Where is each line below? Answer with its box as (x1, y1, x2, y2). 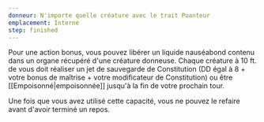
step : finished (8, 26, 58, 34)
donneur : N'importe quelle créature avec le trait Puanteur (8, 11, 211, 20)
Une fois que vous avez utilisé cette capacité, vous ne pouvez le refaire (8, 96, 240, 106)
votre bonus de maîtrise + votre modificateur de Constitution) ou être (8, 72, 233, 83)
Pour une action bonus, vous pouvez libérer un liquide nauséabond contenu (8, 48, 255, 57)
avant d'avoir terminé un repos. (8, 105, 111, 114)
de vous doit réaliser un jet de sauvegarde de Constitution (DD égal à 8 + (8, 65, 246, 74)
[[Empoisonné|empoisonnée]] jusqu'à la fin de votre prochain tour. (8, 81, 225, 91)
